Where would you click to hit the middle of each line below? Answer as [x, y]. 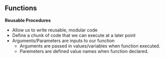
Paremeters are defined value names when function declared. [84, 51]
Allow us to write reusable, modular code [55, 30]
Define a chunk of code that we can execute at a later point [74, 35]
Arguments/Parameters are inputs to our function [63, 40]
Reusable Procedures [28, 20]
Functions [21, 8]
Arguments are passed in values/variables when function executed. [90, 46]
